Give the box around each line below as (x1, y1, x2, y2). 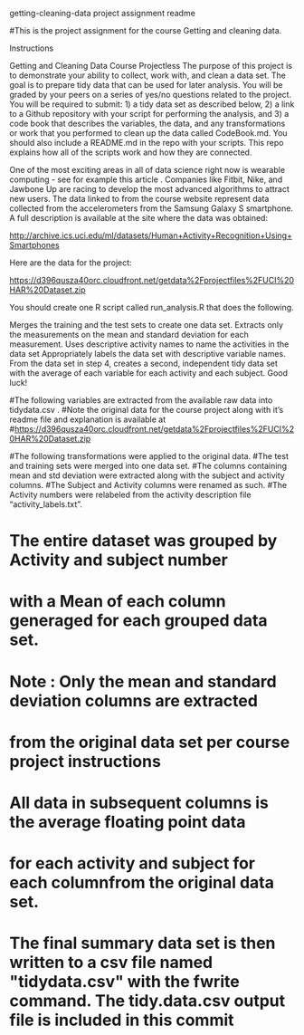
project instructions (9, 751, 161, 771)
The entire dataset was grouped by (9, 531, 278, 551)
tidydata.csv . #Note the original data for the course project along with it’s (9, 405, 284, 415)
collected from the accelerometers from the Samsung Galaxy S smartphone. (9, 203, 294, 214)
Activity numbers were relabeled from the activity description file (9, 489, 252, 500)
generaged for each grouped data (9, 610, 269, 631)
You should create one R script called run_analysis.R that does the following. (9, 302, 294, 312)
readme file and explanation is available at (9, 414, 166, 425)
